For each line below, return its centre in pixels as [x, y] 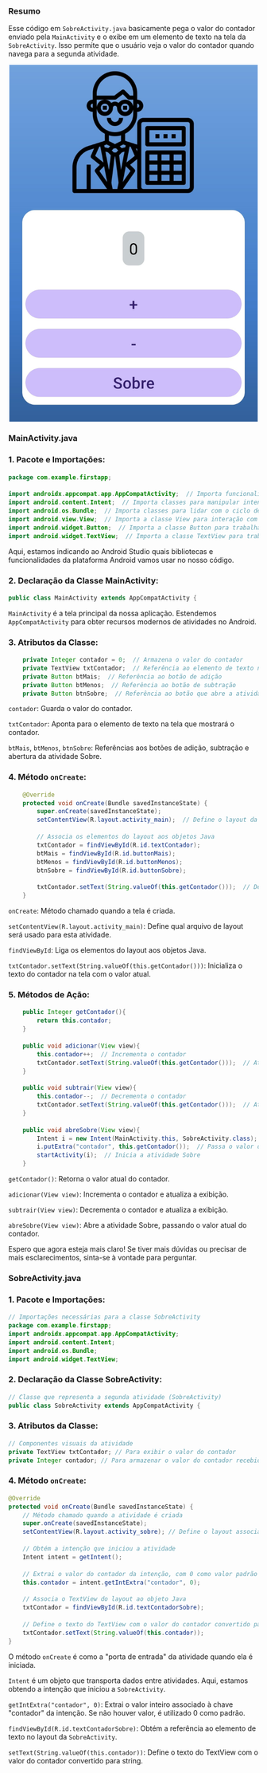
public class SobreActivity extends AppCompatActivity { [104, 1405]
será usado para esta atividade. [60, 935]
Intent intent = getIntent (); [73, 1557]
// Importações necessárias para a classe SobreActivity [104, 1317]
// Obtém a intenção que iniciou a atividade [99, 1549]
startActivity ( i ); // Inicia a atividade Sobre [119, 1155]
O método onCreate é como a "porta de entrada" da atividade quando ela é [131, 1657]
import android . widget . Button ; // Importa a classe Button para [118, 528]
